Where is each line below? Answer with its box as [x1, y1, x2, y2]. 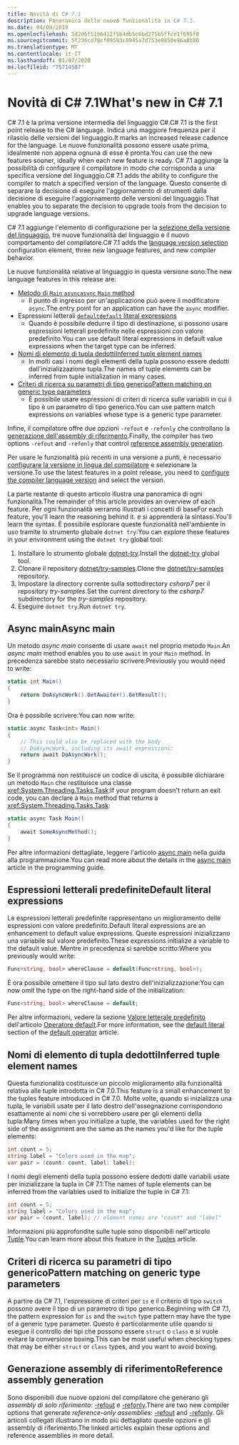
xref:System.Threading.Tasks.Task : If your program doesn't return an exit [7, 786, 221, 795]
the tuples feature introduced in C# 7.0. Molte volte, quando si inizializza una [7, 1094, 232, 1102]
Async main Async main [7, 622, 116, 634]
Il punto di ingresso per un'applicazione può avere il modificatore [28, 296, 220, 304]
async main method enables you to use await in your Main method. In [7, 649, 210, 658]
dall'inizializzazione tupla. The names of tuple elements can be [28, 364, 212, 373]
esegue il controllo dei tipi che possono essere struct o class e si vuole [7, 1327, 219, 1336]
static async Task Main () [7, 815, 84, 822]
